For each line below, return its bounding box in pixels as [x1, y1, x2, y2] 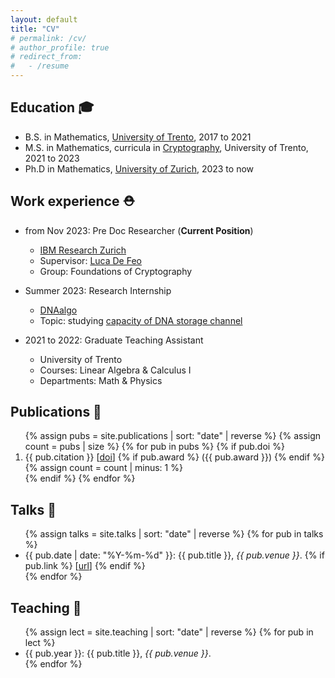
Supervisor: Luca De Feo [39, 254, 142, 266]
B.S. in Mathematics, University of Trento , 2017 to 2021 [24, 131, 252, 143]
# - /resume [10, 61, 70, 71]
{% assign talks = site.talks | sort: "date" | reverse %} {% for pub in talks [24, 528, 324, 540]
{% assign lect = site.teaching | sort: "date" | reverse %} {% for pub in [24, 626, 314, 638]
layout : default [10, 14, 78, 25]
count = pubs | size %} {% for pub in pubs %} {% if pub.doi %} [24, 441, 285, 453]
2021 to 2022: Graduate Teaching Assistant [24, 334, 204, 346]
